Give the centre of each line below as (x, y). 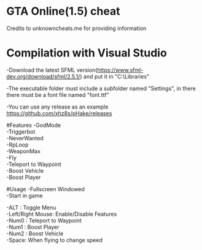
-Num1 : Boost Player (33, 227)
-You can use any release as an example (57, 107)
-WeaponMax (24, 151)
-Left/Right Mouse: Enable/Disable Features (62, 214)
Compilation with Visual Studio (87, 53)
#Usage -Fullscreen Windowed (45, 189)
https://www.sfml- (120, 70)
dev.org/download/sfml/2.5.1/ (43, 76)
